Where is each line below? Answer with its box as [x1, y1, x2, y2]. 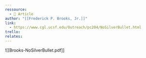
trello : [5, 29, 21, 34]
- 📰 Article [9, 12, 34, 16]
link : [5, 20, 16, 26]
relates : [5, 34, 23, 39]
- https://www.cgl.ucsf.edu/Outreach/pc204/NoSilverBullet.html [9, 25, 142, 30]
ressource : [5, 7, 27, 12]
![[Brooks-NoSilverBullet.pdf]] [5, 47, 65, 53]
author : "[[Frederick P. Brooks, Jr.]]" [5, 16, 88, 21]
